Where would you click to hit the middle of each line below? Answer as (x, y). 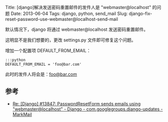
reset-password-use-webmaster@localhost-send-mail (62, 19)
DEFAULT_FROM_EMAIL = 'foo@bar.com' (43, 64)
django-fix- (140, 13)
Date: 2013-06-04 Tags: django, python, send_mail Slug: (69, 13)
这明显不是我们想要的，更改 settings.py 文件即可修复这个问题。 (71, 40)
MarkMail (22, 114)
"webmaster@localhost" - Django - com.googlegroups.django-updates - (88, 109)
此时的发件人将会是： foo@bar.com (41, 74)
